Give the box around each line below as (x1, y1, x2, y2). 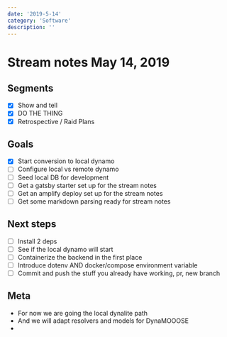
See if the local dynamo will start (17, 245, 113, 253)
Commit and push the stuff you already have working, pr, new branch (17, 269, 221, 277)
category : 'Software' (7, 17, 72, 24)
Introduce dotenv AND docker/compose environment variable (17, 260, 198, 270)
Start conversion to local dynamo (17, 157, 115, 165)
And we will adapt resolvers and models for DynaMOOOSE (17, 316, 189, 325)
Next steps (7, 218, 57, 231)
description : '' (7, 23, 55, 31)
